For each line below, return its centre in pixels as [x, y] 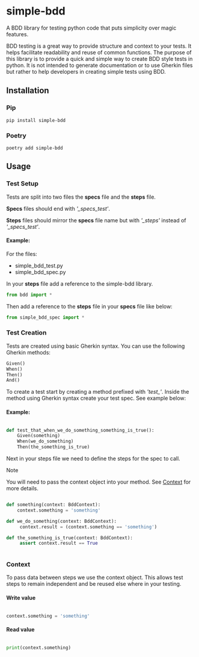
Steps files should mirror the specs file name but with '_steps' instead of [96, 220]
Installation [28, 91]
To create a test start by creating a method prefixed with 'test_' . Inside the [98, 392]
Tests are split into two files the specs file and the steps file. [81, 197]
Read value [20, 630]
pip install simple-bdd [36, 120]
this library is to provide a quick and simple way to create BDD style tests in [99, 59]
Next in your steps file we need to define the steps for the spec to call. [93, 459]
